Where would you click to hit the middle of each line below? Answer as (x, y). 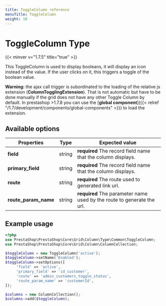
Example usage (29, 224)
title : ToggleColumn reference (37, 10)
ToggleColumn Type (47, 43)
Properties (31, 143)
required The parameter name (112, 194)
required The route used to (109, 180)
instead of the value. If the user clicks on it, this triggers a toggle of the (77, 72)
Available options (33, 128)
